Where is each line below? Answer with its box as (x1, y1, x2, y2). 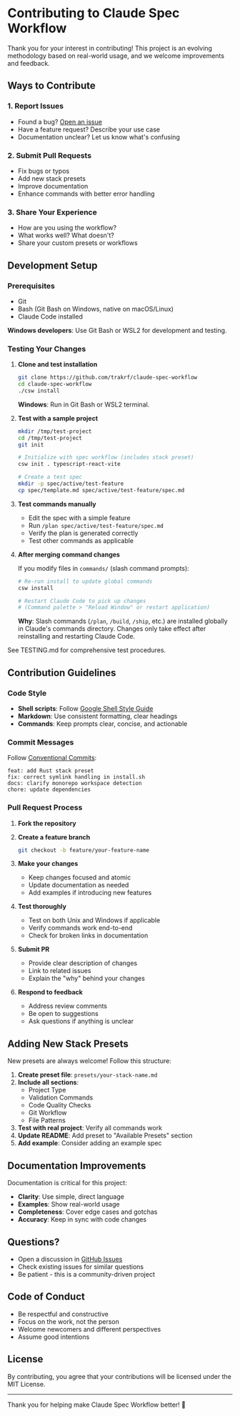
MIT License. (7, 1380, 46, 1388)
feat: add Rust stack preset (7, 767, 94, 774)
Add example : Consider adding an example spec (17, 1139, 162, 1147)
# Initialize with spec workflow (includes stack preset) (17, 454, 194, 462)
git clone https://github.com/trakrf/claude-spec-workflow (17, 374, 198, 382)
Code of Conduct (7, 1291, 86, 1303)
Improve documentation (17, 181, 89, 190)
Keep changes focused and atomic (28, 873, 131, 882)
